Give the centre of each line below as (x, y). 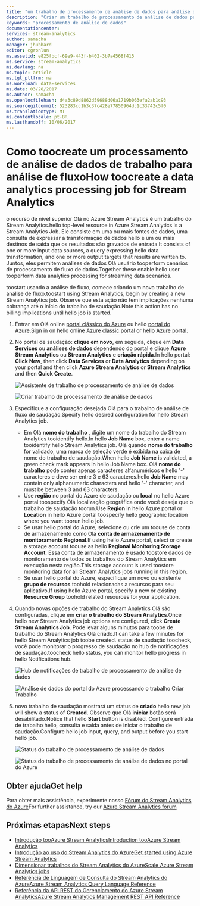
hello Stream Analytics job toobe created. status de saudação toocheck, (103, 640)
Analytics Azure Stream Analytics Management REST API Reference (97, 896)
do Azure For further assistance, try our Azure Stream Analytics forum (91, 807)
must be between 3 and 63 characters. (71, 489)
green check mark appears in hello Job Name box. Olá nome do (102, 464)
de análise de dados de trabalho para (99, 165)
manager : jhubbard (29, 45)
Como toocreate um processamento (97, 152)
